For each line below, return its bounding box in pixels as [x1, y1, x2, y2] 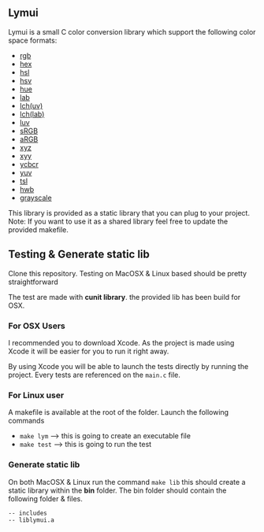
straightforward [8, 277, 59, 286]
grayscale [19, 193, 53, 202]
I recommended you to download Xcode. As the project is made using [8, 338, 235, 347]
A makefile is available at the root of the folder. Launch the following [8, 408, 229, 417]
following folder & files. [8, 493, 83, 503]
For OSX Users [8, 320, 65, 331]
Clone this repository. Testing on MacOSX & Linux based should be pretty [8, 268, 247, 278]
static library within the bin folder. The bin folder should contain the [8, 486, 227, 495]
